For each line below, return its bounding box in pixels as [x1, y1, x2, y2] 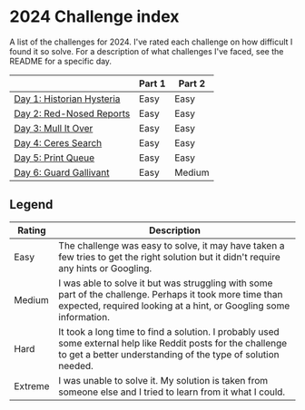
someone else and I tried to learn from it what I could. [58, 386, 286, 398]
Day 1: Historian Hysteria [14, 93, 121, 105]
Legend [9, 197, 54, 212]
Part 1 [139, 77, 166, 90]
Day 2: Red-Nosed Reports [14, 107, 131, 120]
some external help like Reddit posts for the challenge [58, 337, 288, 349]
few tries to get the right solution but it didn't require [58, 250, 280, 263]
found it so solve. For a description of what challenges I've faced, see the [9, 45, 284, 56]
